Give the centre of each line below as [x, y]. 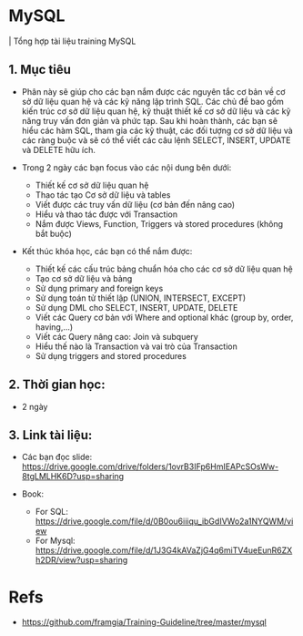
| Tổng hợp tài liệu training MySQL [72, 41]
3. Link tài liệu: [50, 435]
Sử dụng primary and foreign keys [99, 288]
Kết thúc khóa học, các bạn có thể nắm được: [107, 251]
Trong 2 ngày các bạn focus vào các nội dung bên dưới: [126, 167]
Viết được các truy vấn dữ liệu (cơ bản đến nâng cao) [135, 204]
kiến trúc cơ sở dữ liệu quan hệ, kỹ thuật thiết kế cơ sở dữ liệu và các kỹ [156, 111]
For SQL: [52, 512]
